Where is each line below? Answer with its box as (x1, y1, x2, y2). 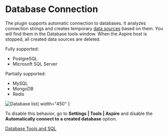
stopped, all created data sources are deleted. (5, 36, 101, 42)
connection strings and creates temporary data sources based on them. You (5, 25, 163, 31)
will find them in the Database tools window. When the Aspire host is (5, 31, 147, 37)
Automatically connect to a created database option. (5, 115, 117, 121)
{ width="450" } (37, 100, 70, 106)
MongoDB (12, 85, 34, 91)
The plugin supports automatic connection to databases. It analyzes (5, 20, 146, 26)
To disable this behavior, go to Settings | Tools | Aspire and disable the (5, 110, 153, 116)
